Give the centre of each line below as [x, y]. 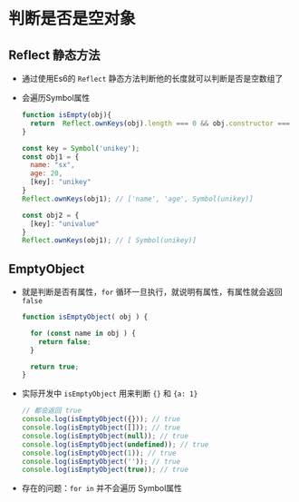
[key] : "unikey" [61, 182]
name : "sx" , [53, 165]
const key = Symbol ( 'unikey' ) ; [81, 148]
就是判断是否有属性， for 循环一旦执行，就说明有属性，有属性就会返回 [152, 292]
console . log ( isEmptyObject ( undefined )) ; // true [115, 444]
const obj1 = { [50, 157]
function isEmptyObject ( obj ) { [85, 317]
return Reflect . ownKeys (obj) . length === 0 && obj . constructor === [160, 123]
